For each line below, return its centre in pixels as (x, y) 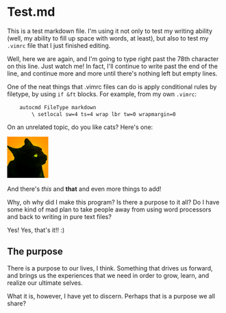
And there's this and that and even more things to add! (84, 189)
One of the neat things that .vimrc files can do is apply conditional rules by (112, 86)
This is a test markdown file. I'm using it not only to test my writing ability (110, 31)
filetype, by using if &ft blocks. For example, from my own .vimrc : (102, 94)
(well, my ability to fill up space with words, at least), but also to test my (108, 38)
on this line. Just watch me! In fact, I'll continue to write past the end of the (112, 66)
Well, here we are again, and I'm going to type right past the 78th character (113, 58)
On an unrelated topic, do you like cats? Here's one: (80, 127)
